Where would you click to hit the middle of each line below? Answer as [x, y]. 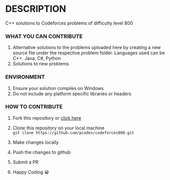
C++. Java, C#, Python [37, 58]
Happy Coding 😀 [31, 172]
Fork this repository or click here [47, 118]
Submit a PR [26, 162]
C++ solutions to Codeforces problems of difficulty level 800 [69, 23]
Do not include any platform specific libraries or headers [72, 94]
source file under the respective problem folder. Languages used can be [89, 53]
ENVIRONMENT [25, 77]
